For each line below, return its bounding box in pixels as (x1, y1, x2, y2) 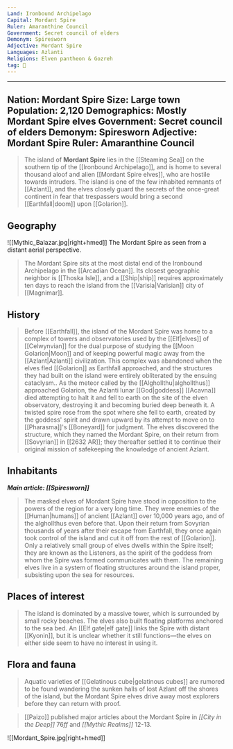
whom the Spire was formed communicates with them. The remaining (24, 556, 223, 564)
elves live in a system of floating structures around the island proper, (24, 563, 221, 571)
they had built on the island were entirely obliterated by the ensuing (24, 372, 217, 380)
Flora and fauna (7, 659, 76, 671)
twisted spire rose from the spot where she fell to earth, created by (24, 408, 216, 417)
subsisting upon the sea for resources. (24, 570, 135, 579)
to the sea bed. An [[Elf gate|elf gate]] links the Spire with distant (24, 623, 210, 632)
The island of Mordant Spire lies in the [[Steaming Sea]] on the (24, 155, 205, 164)
